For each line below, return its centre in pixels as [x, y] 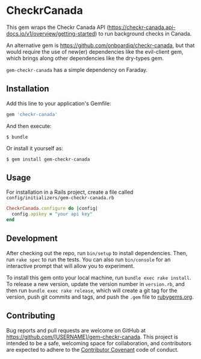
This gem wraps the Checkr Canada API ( [57, 27]
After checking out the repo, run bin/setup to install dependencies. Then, [97, 253]
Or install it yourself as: [35, 148]
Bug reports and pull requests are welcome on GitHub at [76, 330]
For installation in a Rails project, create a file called [70, 192]
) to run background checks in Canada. [144, 33]
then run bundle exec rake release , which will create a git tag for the [92, 290]
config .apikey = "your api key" [52, 214]
